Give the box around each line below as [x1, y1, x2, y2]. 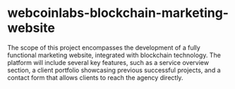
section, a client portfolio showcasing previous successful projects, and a [7, 66, 221, 74]
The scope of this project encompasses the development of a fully [7, 43, 201, 52]
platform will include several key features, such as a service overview [7, 58, 210, 66]
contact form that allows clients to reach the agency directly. [7, 73, 183, 82]
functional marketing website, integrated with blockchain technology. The [7, 51, 221, 59]
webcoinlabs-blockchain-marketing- [7, 5, 229, 21]
